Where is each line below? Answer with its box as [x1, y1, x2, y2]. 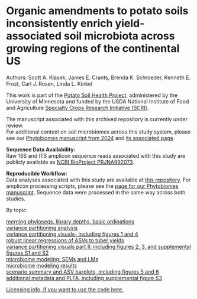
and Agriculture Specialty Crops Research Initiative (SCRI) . [6, 104, 149, 111]
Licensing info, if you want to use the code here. [6, 285, 124, 293]
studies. [6, 195, 25, 202]
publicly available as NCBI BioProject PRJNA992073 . [6, 158, 135, 165]
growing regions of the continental [6, 42, 180, 56]
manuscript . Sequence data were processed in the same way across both [6, 188, 186, 196]
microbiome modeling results [6, 262, 77, 269]
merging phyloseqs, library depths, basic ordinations [6, 217, 135, 225]
